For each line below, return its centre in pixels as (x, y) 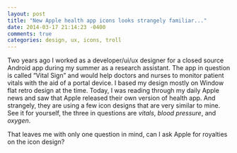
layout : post (27, 14)
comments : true (30, 34)
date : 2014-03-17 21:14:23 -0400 (57, 27)
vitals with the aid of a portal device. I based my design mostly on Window (116, 83)
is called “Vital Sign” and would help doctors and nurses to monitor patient (116, 76)
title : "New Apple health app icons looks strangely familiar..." (107, 21)
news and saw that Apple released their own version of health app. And (111, 98)
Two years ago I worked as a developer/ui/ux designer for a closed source (116, 60)
